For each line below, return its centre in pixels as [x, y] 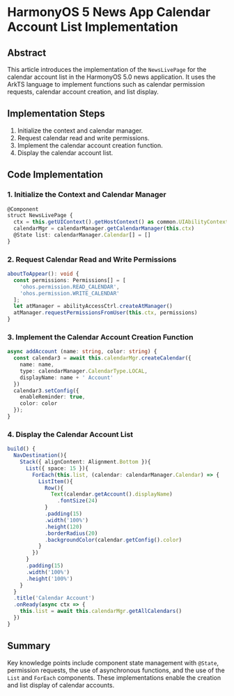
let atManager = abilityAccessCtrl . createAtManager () [93, 306]
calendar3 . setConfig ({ [46, 391]
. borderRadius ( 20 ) [71, 533]
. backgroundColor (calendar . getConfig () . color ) [113, 540]
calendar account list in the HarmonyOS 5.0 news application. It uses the [111, 77]
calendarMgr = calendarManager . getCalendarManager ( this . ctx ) [104, 229]
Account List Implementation [93, 27]
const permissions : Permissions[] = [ [70, 280]
